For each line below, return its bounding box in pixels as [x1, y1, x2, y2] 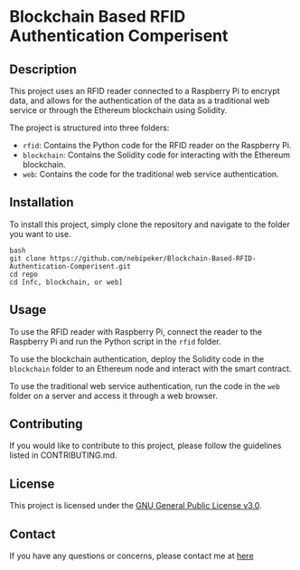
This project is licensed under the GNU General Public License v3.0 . [9, 500, 262, 511]
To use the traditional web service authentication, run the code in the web [9, 380, 280, 391]
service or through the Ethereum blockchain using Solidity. [9, 105, 228, 115]
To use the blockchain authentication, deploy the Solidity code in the [9, 353, 265, 364]
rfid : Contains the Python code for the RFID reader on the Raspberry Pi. [22, 140, 292, 150]
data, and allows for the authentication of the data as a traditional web [9, 95, 270, 106]
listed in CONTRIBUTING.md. [9, 450, 117, 461]
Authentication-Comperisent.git [9, 261, 131, 271]
